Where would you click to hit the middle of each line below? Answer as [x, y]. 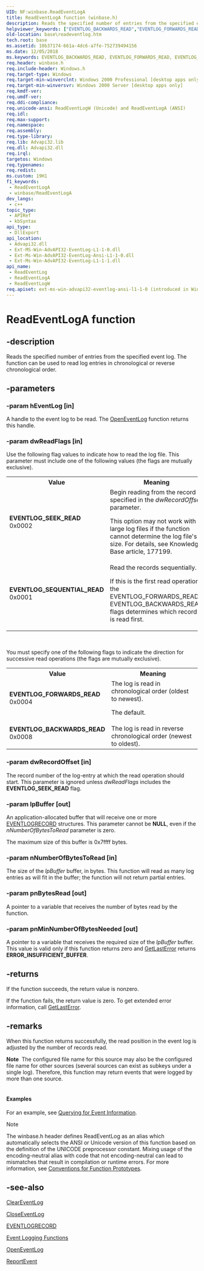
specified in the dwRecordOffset [156, 500]
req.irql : [19, 153]
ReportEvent [22, 1261]
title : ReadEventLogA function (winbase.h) [62, 18]
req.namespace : [25, 125]
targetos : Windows [29, 159]
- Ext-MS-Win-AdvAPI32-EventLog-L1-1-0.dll [65, 250]
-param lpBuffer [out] [39, 804]
